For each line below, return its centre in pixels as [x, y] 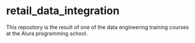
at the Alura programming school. [47, 33]
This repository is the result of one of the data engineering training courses [97, 27]
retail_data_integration [63, 11]
